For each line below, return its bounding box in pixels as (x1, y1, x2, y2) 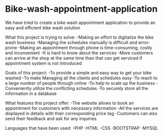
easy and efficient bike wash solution (5, 24, 81, 30)
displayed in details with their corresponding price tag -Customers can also (5, 110, 158, 116)
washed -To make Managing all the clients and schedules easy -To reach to (5, 75, 158, 81)
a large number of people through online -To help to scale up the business (5, 80, 155, 86)
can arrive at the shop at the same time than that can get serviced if (5, 55, 142, 61)
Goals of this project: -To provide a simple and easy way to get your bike (5, 69, 152, 75)
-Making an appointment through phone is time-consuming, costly (18, 45, 153, 50)
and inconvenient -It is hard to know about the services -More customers (5, 50, 153, 56)
